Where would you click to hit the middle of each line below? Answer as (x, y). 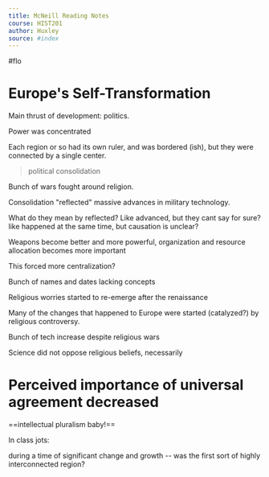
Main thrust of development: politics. (69, 116)
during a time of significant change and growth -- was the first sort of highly (134, 456)
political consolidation (64, 171)
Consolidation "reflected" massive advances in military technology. (119, 203)
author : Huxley (34, 31)
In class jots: (29, 440)
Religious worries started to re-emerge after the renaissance (108, 298)
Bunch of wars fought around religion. (71, 187)
